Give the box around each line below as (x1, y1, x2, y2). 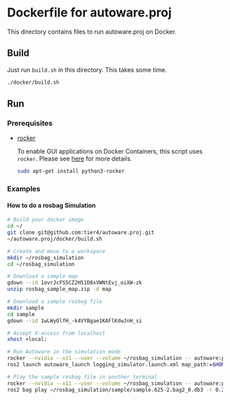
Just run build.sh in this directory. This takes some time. (7, 65, 168, 73)
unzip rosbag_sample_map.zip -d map (7, 286, 112, 293)
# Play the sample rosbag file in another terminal (7, 373, 157, 380)
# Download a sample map (7, 273, 78, 280)
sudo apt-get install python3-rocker (16, 168, 125, 175)
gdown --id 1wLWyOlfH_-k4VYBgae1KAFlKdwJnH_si (7, 317, 142, 324)
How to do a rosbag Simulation (7, 201, 96, 209)
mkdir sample (7, 304, 44, 311)
